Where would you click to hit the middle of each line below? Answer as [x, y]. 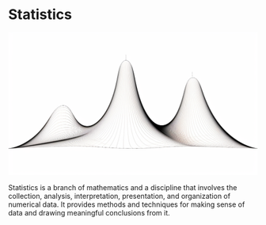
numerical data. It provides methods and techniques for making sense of [127, 204]
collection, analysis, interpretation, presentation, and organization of [120, 196]
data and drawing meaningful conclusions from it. [89, 212]
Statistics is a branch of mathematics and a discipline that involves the [123, 187]
